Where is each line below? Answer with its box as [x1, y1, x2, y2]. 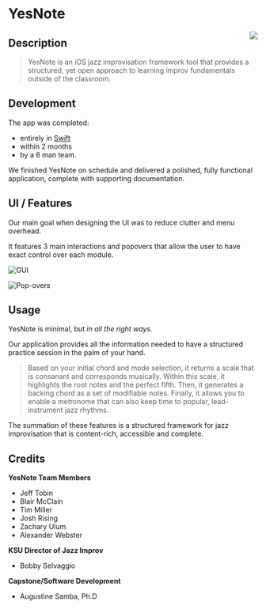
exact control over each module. [8, 250, 114, 259]
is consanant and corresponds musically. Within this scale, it [27, 372, 226, 381]
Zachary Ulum [19, 522, 66, 531]
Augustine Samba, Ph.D [19, 592, 97, 601]
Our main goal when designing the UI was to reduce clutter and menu [8, 217, 235, 227]
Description [8, 36, 67, 50]
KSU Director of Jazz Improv [8, 546, 104, 555]
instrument [27, 405, 63, 415]
